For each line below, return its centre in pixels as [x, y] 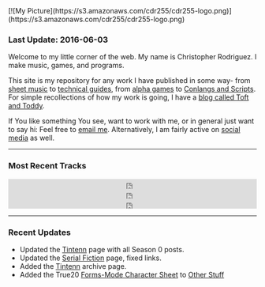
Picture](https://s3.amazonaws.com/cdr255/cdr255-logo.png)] [130, 11]
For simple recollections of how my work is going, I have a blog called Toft [129, 97]
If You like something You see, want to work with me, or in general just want [131, 121]
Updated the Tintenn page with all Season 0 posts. [102, 249]
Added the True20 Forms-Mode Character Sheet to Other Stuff [122, 274]
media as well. [32, 138]
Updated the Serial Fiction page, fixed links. [90, 258]
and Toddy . [26, 106]
